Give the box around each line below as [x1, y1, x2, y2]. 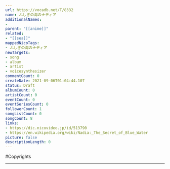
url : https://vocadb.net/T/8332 [5, 7, 73, 13]
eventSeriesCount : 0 [5, 102, 49, 107]
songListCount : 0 [5, 111, 42, 117]
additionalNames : [5, 17, 42, 22]
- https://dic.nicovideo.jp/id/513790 [5, 125, 87, 130]
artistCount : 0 [5, 92, 37, 97]
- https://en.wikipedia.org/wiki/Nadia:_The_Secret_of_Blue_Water [5, 130, 148, 135]
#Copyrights [5, 153, 31, 160]
